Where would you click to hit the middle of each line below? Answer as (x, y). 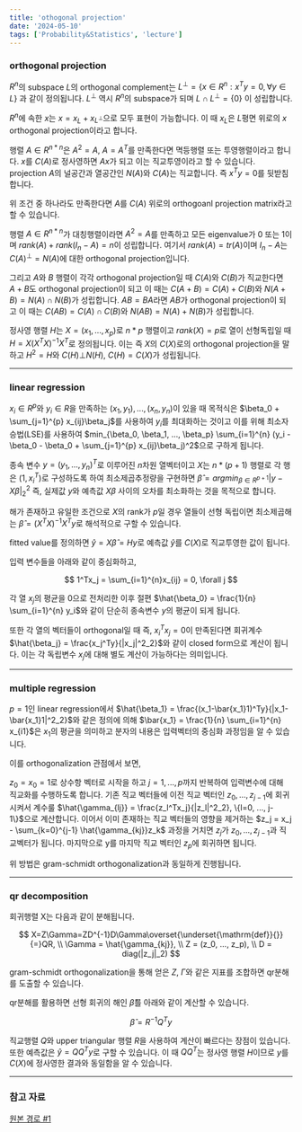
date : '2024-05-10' (46, 26)
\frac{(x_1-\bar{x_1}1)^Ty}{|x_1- (233, 708)
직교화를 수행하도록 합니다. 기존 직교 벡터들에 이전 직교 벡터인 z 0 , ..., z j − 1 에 (141, 796)
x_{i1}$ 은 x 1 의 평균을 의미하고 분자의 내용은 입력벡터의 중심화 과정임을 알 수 (142, 732)
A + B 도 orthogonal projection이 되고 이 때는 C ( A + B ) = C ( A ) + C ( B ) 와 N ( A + (147, 288)
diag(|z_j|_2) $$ (151, 954)
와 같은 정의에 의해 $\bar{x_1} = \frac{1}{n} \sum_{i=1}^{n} (177, 720)
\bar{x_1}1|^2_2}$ (41, 720)
